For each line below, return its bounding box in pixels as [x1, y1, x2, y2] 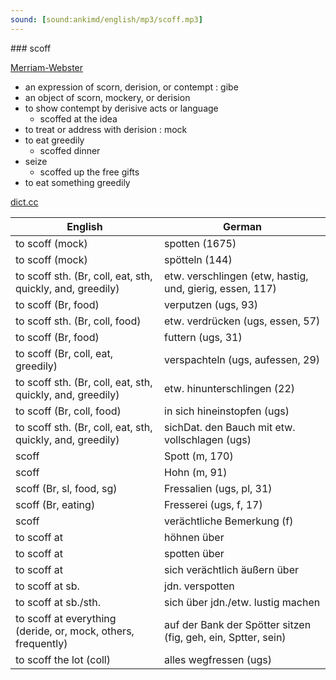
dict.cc [10, 196, 39, 208]
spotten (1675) [164, 236, 237, 250]
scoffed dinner [39, 144, 101, 156]
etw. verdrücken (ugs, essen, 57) [164, 314, 321, 328]
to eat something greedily [24, 176, 131, 188]
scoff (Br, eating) [15, 497, 96, 511]
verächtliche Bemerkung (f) [164, 514, 294, 528]
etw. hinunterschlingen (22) [164, 381, 296, 395]
